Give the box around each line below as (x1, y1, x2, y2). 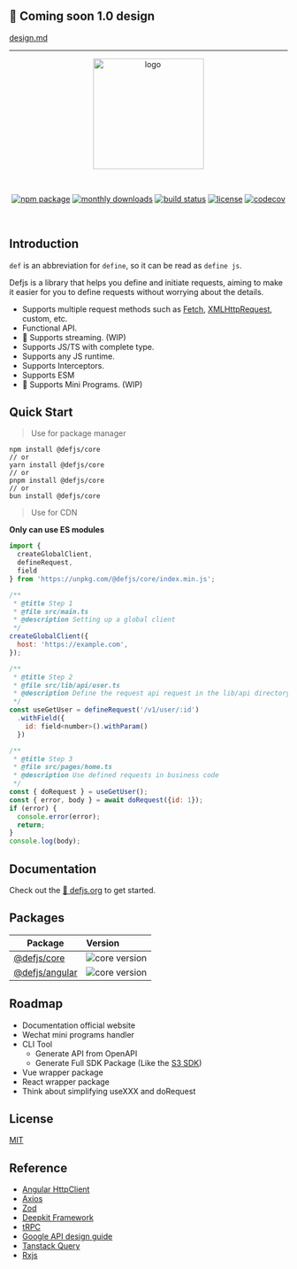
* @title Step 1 (12, 599, 73, 608)
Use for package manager (30, 428, 126, 439)
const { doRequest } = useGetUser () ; (9, 788, 148, 797)
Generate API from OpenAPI (34, 1047, 138, 1059)
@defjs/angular (13, 966, 78, 978)
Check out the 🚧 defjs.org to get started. (9, 885, 156, 895)
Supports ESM (21, 370, 75, 380)
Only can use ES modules (9, 525, 104, 535)
